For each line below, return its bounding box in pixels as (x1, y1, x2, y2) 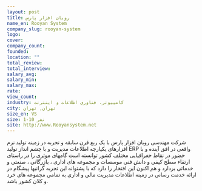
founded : (7, 49, 29, 55)
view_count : (7, 94, 37, 100)
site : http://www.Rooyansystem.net (7, 122, 97, 128)
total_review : (7, 60, 43, 66)
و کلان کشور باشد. (7, 178, 49, 185)
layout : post (7, 9, 40, 15)
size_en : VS (7, 111, 37, 117)
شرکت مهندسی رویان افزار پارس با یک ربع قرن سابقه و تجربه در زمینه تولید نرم (7, 139, 186, 146)
